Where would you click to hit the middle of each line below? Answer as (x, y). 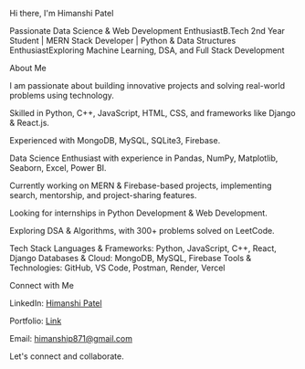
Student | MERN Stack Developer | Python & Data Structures (123, 41)
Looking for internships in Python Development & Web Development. (138, 213)
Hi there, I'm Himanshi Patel (62, 13)
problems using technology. (62, 95)
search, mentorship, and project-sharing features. (103, 195)
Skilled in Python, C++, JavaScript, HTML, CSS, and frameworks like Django (152, 113)
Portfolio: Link (36, 321)
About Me (28, 68)
